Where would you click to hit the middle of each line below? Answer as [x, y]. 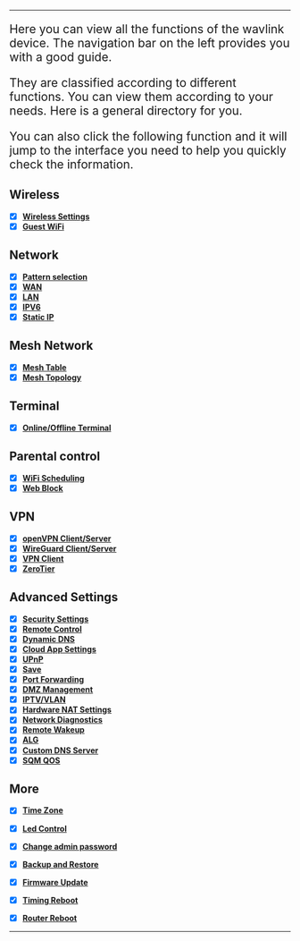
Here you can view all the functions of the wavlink [147, 29]
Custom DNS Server [60, 750]
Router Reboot [50, 918]
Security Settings [55, 619]
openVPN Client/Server [67, 538]
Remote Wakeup [53, 730]
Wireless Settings [56, 216]
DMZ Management [58, 690]
